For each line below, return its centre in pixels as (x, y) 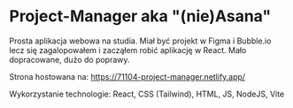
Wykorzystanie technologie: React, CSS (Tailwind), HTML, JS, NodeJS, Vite (147, 94)
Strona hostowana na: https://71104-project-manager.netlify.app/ (127, 76)
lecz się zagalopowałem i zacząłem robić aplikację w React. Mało (128, 50)
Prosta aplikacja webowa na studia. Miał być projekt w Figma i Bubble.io (140, 41)
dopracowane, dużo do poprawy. (69, 59)
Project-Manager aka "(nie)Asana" (140, 16)
